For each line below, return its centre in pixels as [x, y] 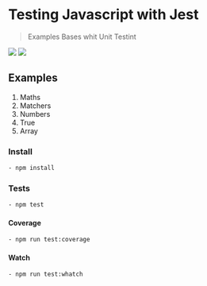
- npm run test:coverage [49, 240]
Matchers [35, 106]
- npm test [26, 205]
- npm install [32, 168]
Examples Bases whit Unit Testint [82, 37]
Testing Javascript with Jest [103, 15]
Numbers [35, 114]
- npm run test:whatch [46, 274]
